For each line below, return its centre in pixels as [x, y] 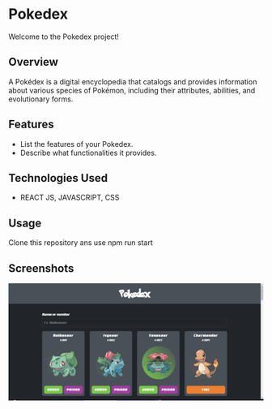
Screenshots [41, 268]
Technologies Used [58, 178]
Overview [34, 62]
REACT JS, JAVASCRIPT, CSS [70, 198]
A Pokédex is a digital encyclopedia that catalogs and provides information [133, 81]
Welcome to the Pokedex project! [64, 37]
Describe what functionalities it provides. [88, 153]
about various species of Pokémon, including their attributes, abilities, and [132, 90]
